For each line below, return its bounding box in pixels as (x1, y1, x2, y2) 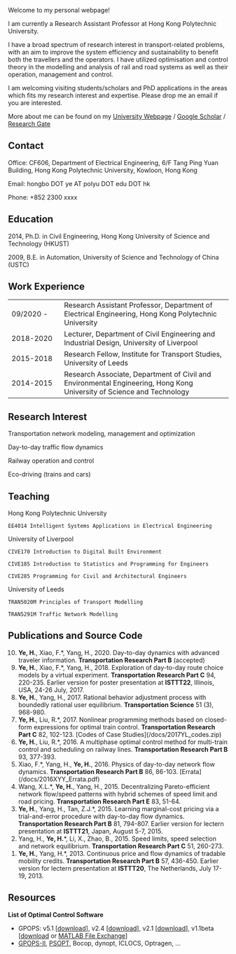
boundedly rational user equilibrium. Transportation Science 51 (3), (18, 700, 214, 709)
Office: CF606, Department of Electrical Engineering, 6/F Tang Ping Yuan (8, 158, 219, 167)
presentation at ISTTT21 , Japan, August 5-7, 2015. (18, 827, 163, 835)
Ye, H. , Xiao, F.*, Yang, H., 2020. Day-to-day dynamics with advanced (18, 648, 220, 657)
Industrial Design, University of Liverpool (64, 338, 198, 348)
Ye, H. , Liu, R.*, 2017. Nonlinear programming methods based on (18, 715, 204, 724)
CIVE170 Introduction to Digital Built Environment (8, 549, 162, 556)
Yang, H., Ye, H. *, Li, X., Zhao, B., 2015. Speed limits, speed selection (18, 834, 216, 843)
